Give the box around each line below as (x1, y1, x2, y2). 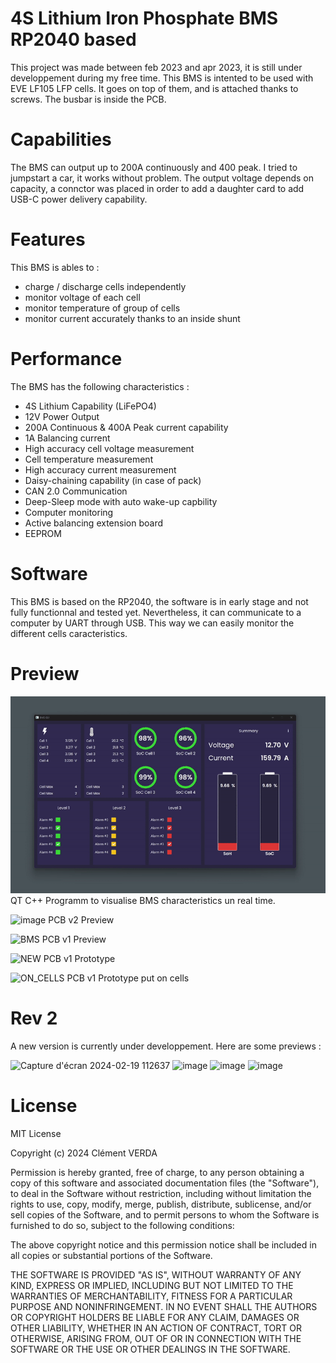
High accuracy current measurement (24, 463, 177, 476)
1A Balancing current (24, 432, 111, 444)
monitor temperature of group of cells (24, 302, 181, 314)
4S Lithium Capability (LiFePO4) (24, 400, 157, 412)
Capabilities (10, 128, 112, 151)
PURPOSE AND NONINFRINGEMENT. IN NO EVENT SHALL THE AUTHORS (10, 1301, 318, 1313)
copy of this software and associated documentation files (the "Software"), (10, 1177, 320, 1189)
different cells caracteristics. (10, 627, 128, 639)
